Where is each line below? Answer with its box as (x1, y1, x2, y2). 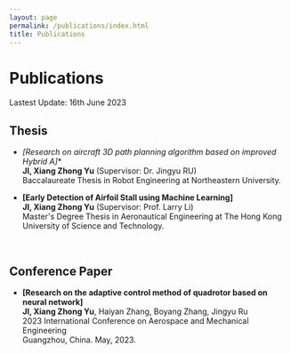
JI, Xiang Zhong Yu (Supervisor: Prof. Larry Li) (21, 202, 194, 213)
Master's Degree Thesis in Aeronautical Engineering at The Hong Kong (21, 211, 282, 222)
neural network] (21, 296, 84, 307)
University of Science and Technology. (21, 221, 165, 231)
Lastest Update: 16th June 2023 (9, 97, 127, 108)
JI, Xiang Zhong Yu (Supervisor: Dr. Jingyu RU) (21, 165, 198, 176)
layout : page (9, 12, 58, 22)
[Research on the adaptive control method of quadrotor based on (21, 286, 268, 298)
